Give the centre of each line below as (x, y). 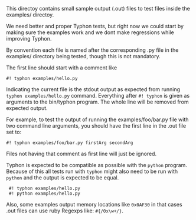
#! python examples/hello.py (45, 194)
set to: (14, 132)
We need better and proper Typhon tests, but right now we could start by (95, 26)
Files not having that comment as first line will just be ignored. (81, 154)
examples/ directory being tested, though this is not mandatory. (83, 56)
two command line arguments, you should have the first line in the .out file (96, 126)
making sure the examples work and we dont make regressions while (90, 32)
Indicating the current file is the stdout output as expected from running (93, 89)
